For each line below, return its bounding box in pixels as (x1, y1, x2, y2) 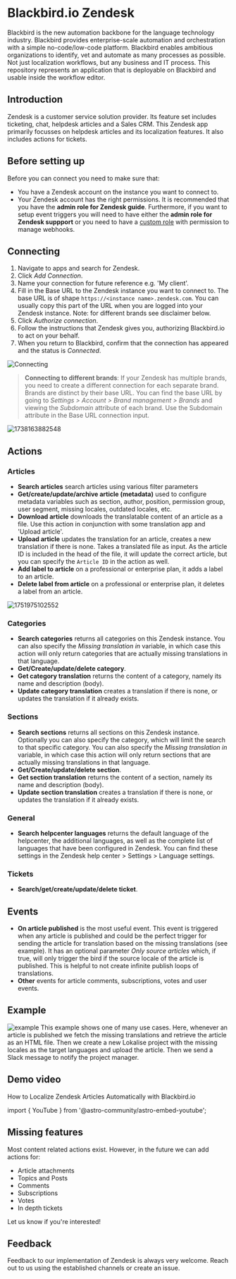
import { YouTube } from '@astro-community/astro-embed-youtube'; (7, 1106, 206, 1114)
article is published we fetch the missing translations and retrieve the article (7, 1030, 227, 1039)
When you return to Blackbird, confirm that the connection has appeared (17, 339, 229, 347)
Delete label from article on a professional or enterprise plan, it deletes (17, 580, 225, 588)
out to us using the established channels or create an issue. (7, 1263, 180, 1273)
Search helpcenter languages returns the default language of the (17, 829, 209, 837)
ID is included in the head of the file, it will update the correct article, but (17, 550, 228, 558)
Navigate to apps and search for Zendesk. (17, 264, 140, 273)
